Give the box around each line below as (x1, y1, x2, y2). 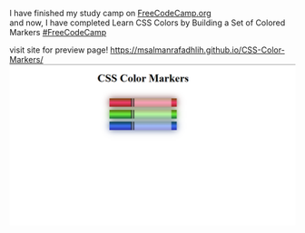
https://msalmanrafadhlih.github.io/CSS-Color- (110, 44, 286, 55)
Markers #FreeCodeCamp (9, 27, 107, 37)
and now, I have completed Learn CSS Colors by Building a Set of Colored (9, 17, 286, 28)
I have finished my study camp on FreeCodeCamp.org (9, 8, 212, 18)
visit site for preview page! (9, 44, 109, 55)
